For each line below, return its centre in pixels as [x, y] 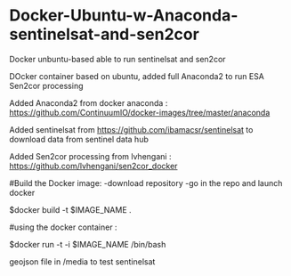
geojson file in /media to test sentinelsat [82, 261]
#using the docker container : [63, 227]
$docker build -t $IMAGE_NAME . [70, 209]
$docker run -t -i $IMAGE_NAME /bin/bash [88, 244]
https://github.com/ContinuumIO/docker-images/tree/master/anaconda [140, 112]
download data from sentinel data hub [79, 139]
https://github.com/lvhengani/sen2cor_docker [93, 166]
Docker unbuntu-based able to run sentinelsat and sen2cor [117, 59]
